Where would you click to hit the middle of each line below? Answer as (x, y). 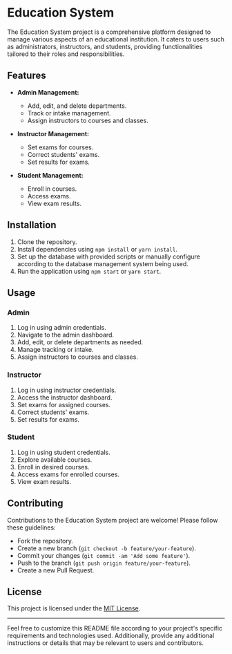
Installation (32, 225)
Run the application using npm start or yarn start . (89, 271)
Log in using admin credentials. (62, 328)
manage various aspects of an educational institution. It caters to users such (116, 39)
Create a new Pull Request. (56, 570)
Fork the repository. (45, 541)
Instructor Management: (53, 133)
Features (27, 76)
